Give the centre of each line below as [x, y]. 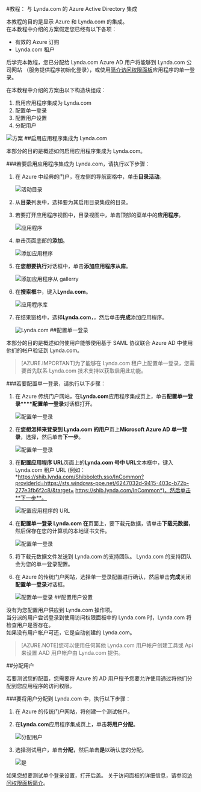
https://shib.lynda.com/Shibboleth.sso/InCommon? [81, 477]
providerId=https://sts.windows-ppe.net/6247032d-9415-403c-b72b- [102, 483]
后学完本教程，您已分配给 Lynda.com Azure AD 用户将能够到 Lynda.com [96, 62]
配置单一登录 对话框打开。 [64, 404]
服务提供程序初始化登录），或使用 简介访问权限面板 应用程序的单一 [109, 70]
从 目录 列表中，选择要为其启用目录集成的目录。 [73, 202]
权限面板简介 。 [30, 783]
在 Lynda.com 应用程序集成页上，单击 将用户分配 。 [77, 724]
